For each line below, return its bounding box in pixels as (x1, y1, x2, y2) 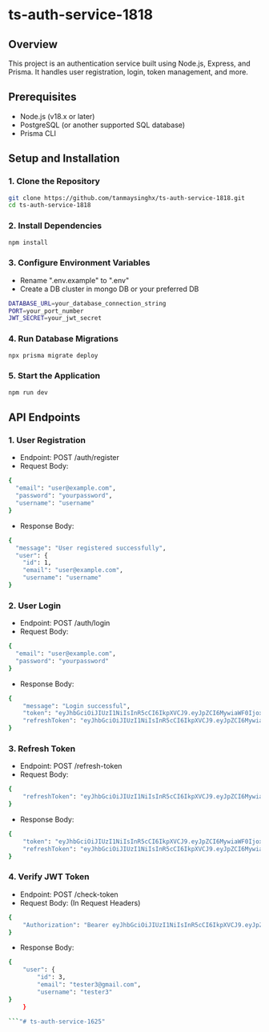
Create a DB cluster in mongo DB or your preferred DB (19, 284, 199, 294)
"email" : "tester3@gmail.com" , (37, 981, 142, 989)
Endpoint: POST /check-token (19, 890, 118, 899)
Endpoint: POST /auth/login (19, 618, 110, 628)
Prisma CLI (19, 128, 56, 138)
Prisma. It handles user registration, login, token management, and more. (8, 67, 248, 77)
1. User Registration (8, 434, 86, 446)
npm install (8, 238, 48, 246)
